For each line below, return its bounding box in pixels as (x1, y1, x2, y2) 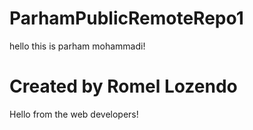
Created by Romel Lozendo (9, 75, 238, 98)
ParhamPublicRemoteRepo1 (9, 7, 244, 30)
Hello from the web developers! (9, 108, 139, 120)
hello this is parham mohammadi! (9, 40, 146, 52)
